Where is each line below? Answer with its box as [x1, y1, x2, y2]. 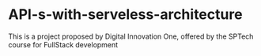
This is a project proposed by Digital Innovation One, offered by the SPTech [8, 32, 254, 41]
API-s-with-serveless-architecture [8, 6, 243, 24]
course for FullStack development [8, 39, 119, 49]
